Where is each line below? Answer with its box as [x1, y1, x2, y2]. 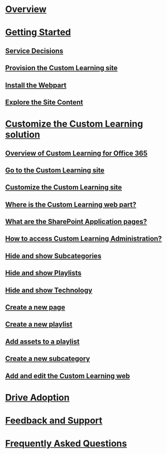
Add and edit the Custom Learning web [5, 371, 130, 380]
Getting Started [5, 27, 71, 38]
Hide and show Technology [5, 286, 93, 294]
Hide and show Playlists [5, 269, 82, 278]
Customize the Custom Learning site [5, 183, 122, 192]
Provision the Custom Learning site [5, 64, 118, 73]
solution [5, 129, 40, 141]
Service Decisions [5, 46, 64, 55]
